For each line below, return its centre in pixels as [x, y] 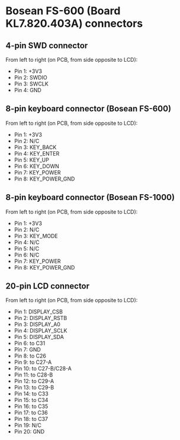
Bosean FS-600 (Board [63, 11]
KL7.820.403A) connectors [74, 23]
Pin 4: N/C [27, 242]
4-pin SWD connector [47, 45]
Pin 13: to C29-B [34, 388]
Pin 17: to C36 [31, 413]
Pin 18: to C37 [31, 419]
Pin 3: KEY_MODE [36, 236]
